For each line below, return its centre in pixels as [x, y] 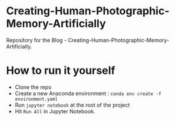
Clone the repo [33, 87]
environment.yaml [36, 99]
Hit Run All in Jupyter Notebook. [55, 111]
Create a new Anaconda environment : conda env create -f [88, 93]
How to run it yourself [61, 71]
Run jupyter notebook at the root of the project [72, 105]
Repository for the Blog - [37, 40]
